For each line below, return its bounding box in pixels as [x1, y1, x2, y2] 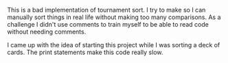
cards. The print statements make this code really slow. [7, 48, 163, 56]
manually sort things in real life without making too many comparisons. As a [7, 13, 221, 21]
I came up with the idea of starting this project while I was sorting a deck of [7, 41, 220, 49]
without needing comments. [7, 27, 87, 36]
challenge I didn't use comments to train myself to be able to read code [7, 21, 209, 28]
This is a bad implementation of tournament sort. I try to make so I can [7, 6, 206, 14]
